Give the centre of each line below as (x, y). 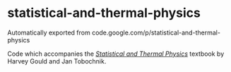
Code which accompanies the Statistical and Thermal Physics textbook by (116, 54)
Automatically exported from (49, 32)
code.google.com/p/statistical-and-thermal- (156, 32)
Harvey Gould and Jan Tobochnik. (57, 61)
